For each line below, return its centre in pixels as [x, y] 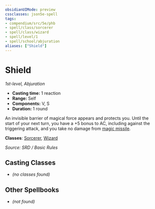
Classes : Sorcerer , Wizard [31, 138]
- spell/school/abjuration [32, 42]
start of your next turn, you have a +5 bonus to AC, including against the [77, 123]
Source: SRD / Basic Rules [31, 147]
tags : [10, 19]
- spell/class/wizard [27, 32]
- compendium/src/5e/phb [30, 23]
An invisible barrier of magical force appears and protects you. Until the [77, 118]
